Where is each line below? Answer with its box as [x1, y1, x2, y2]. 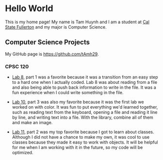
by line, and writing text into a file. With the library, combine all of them [12, 114, 154, 120]
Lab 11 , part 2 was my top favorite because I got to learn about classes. [12, 129, 154, 135]
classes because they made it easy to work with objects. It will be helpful [12, 139, 158, 145]
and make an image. [12, 120, 53, 126]
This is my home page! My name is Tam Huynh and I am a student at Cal [5, 19, 149, 25]
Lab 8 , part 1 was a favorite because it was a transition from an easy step [12, 74, 159, 80]
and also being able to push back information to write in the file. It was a [12, 84, 156, 90]
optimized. [12, 150, 33, 156]
